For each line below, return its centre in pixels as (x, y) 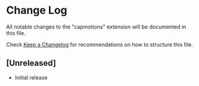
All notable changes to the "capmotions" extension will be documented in (96, 27)
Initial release (31, 77)
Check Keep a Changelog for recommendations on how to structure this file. (100, 44)
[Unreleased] (31, 63)
